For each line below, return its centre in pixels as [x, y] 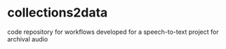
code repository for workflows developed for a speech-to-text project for [113, 32]
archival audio [28, 39]
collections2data [58, 13]
